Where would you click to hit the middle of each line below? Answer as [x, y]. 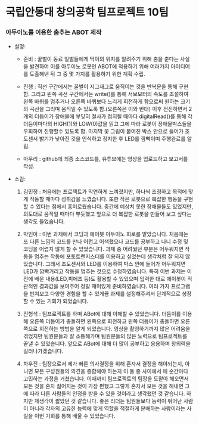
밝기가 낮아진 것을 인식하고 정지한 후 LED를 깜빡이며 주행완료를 [112, 139]
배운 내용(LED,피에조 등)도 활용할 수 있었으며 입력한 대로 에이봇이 [110, 279]
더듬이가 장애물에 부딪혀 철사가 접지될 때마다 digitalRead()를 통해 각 [114, 116]
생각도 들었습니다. [44, 222]
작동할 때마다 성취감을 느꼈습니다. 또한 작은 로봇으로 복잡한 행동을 [106, 199]
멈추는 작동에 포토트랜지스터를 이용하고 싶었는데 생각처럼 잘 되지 [109, 256]
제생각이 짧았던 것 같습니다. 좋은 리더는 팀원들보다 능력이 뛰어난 [108, 401]
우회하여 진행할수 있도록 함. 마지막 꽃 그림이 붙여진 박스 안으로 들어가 [103, 131]
